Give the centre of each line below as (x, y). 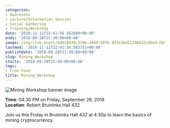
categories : (18, 10)
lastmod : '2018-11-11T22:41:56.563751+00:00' (54, 47)
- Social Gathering (26, 24)
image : (12, 43)
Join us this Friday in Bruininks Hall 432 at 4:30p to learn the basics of (78, 114)
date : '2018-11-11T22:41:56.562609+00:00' (51, 33)
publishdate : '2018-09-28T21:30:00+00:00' (51, 52)
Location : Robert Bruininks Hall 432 (42, 105)
